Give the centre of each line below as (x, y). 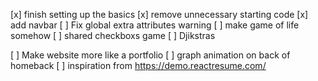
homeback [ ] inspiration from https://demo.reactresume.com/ (138, 65)
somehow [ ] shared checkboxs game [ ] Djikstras (113, 35)
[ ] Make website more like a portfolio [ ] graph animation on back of (150, 55)
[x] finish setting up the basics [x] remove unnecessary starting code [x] (159, 14)
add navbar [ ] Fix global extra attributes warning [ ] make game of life (155, 25)
